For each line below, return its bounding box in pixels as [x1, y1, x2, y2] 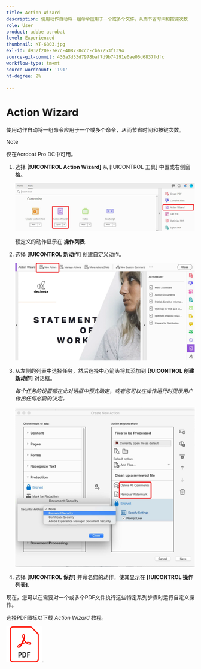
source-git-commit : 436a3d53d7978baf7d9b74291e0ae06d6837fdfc [6, 54, 165, 60]
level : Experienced [6, 35, 55, 41]
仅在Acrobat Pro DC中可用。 [6, 150, 77, 158]
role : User [6, 22, 33, 28]
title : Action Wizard [6, 10, 60, 16]
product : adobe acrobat [6, 29, 66, 35]
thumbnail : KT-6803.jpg [6, 41, 66, 47]
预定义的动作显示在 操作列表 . [14, 238, 87, 245]
